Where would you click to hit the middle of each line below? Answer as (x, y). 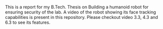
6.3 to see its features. (28, 22)
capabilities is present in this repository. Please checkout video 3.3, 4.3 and (82, 17)
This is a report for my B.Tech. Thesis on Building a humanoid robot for (77, 7)
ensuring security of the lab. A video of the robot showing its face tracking (81, 12)
